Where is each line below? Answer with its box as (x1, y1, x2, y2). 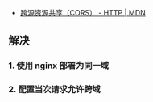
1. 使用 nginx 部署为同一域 (8, 60, 110, 71)
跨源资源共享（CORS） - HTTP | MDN (19, 8, 147, 17)
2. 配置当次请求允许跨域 (8, 84, 101, 96)
